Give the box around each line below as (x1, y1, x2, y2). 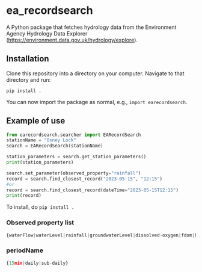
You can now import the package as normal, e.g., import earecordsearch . (6, 98, 188, 105)
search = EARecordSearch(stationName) (6, 143, 103, 149)
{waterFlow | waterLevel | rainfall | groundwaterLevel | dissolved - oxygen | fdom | (6, 232, 195, 238)
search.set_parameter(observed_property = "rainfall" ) (6, 170, 141, 176)
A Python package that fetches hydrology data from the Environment (6, 23, 177, 31)
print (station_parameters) (6, 159, 74, 165)
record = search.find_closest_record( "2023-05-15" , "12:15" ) (6, 176, 163, 182)
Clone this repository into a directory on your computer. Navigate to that (6, 70, 185, 77)
